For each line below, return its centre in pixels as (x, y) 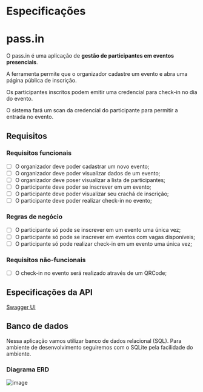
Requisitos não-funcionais (46, 260)
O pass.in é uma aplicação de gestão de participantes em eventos (90, 56)
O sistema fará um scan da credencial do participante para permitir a (92, 110)
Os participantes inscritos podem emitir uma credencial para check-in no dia (102, 92)
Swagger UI (21, 307)
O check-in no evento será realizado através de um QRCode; (91, 273)
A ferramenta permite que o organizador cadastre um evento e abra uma (97, 74)
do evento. (20, 99)
